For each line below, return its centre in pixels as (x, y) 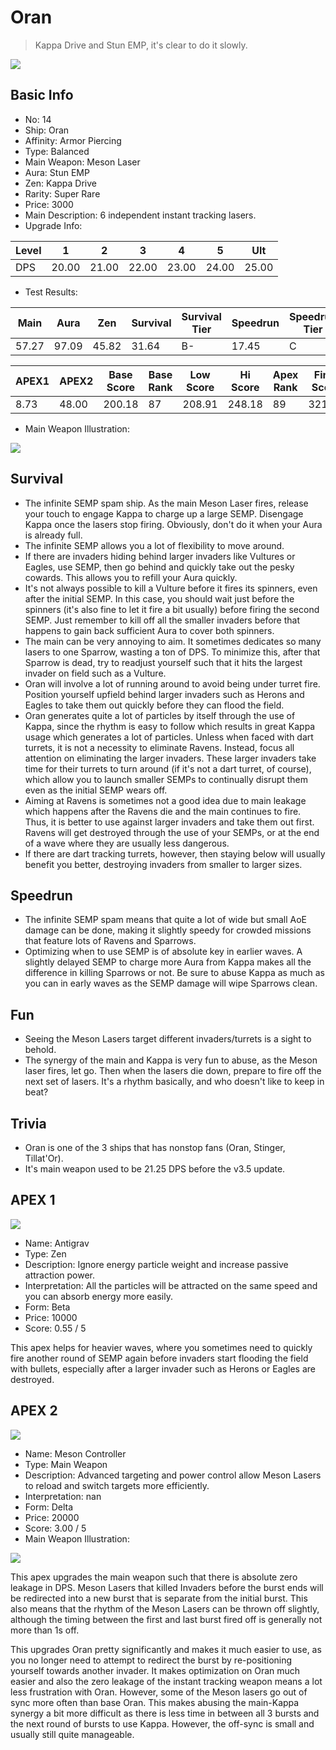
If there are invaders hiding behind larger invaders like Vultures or (160, 556)
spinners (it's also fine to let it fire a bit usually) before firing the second (172, 609)
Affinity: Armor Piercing (73, 140)
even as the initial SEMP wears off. (96, 790)
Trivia (28, 1123)
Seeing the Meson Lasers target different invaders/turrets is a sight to (168, 1039)
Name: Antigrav (57, 1243)
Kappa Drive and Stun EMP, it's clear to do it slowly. (141, 45)
